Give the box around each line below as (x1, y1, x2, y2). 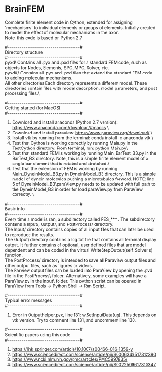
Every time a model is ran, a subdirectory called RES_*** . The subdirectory (5, 216, 155, 222)
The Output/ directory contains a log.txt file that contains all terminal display (5, 237, 157, 242)
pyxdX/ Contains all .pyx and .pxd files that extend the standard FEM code (5, 70, 153, 75)
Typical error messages (5, 298, 52, 303)
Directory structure (5, 49, 43, 55)
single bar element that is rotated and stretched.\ (12, 161, 110, 166)
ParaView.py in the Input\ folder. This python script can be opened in (5, 278, 142, 283)
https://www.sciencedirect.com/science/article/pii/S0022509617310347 (12, 361, 156, 367)
